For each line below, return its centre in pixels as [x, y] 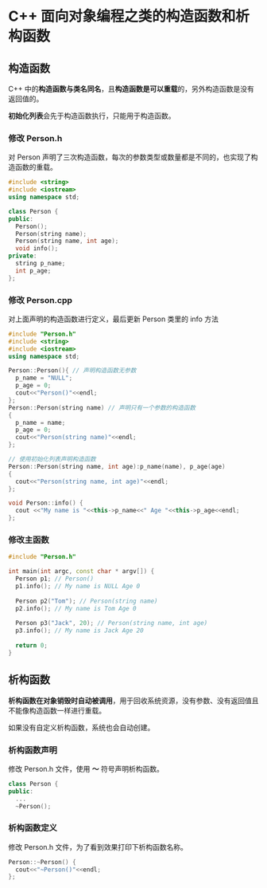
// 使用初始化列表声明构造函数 [52, 459]
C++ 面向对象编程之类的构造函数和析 [129, 16]
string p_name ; [41, 264]
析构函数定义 [33, 828]
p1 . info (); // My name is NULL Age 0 [78, 587]
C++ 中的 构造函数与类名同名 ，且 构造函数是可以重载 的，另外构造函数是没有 [131, 89]
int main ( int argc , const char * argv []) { [81, 572]
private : [23, 256]
